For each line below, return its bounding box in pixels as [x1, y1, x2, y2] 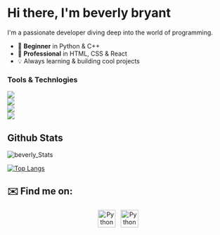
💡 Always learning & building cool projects [17, 56, 141, 65]
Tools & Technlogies [7, 75, 78, 84]
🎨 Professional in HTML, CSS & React [17, 49, 128, 58]
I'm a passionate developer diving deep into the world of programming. [7, 28, 213, 37]
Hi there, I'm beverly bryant [7, 5, 171, 21]
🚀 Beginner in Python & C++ [17, 42, 101, 50]
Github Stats [7, 132, 63, 144]
